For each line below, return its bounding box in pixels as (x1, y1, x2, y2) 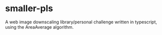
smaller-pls (5, 3, 53, 14)
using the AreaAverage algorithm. (5, 24, 74, 30)
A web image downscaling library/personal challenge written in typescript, (5, 19, 158, 25)
